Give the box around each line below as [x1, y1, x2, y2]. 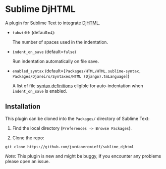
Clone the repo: [12, 135, 45, 141]
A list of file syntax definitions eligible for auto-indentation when [12, 83, 143, 89]
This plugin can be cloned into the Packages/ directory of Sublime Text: [5, 115, 150, 121]
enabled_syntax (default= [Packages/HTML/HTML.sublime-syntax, [12, 68, 141, 74]
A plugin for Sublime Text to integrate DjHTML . [5, 20, 101, 26]
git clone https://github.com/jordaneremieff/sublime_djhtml [5, 144, 134, 149]
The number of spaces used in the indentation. [12, 39, 108, 45]
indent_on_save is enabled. [12, 88, 67, 94]
